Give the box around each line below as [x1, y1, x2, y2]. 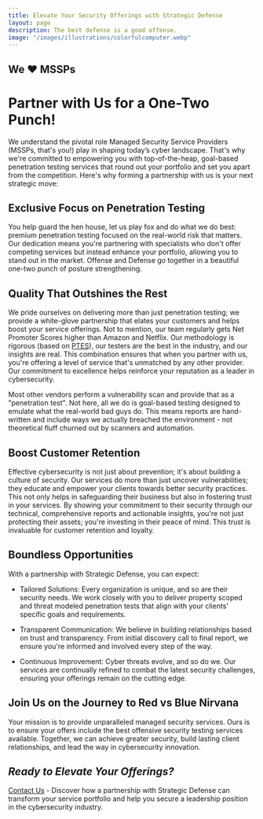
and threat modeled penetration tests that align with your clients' [19, 601, 229, 611]
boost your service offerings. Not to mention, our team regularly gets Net [8, 324, 245, 334]
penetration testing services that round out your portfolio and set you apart [8, 162, 250, 172]
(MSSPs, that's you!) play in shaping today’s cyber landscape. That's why [8, 145, 246, 154]
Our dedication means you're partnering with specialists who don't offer [8, 239, 241, 249]
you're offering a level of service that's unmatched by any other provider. [8, 358, 245, 367]
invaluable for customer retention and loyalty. [8, 526, 155, 535]
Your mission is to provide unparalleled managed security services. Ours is [8, 717, 250, 726]
